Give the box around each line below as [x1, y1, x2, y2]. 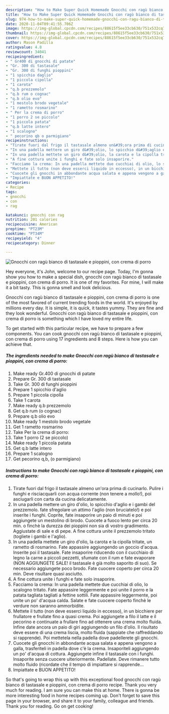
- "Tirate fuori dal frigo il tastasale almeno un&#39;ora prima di [6, 143, 152, 148]
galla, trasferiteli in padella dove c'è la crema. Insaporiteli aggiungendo [13, 646, 159, 652]
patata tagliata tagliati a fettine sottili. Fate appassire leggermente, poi [13, 592, 157, 598]
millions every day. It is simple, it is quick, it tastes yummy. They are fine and [6, 305, 163, 311]
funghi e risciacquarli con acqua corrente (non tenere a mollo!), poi [13, 491, 152, 497]
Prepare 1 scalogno [13, 450, 53, 457]
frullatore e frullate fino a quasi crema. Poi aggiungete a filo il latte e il [13, 614, 156, 620]
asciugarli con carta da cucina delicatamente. [13, 496, 107, 502]
